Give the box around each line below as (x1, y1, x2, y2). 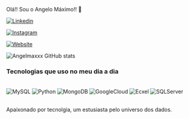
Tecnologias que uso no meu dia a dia (6, 67, 119, 75)
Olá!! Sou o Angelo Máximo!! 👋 (6, 6, 82, 13)
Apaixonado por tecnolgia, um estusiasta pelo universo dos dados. (6, 106, 172, 113)
